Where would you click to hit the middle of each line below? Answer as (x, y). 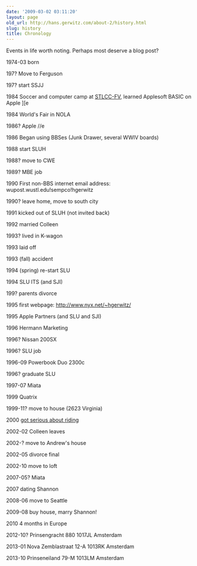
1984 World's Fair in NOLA (38, 115)
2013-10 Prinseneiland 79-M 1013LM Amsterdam (65, 558)
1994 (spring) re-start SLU (38, 270)
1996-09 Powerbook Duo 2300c (46, 362)
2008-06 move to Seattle (37, 501)
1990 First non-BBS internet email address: (59, 184)
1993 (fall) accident (30, 259)
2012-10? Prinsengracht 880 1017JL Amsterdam (64, 535)
